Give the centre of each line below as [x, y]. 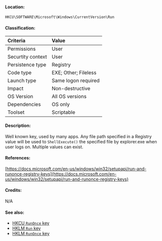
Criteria [17, 40]
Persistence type [27, 65]
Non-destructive [71, 89]
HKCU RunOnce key [31, 223]
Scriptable [63, 112]
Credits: [13, 190]
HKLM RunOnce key [31, 234]
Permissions [21, 49]
